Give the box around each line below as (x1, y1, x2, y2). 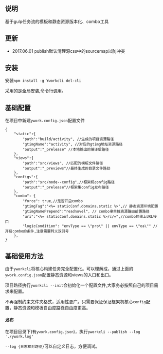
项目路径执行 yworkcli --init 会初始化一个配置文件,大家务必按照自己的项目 (5, 282, 154, 288)
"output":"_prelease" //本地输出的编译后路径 (22, 147, 109, 152)
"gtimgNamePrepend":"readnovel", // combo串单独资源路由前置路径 (22, 209, 150, 214)
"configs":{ (14, 175, 38, 180)
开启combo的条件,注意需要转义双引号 (5, 229, 69, 234)
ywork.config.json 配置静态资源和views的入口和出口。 (5, 272, 113, 278)
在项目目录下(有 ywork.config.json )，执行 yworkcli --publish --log (5, 329, 140, 334)
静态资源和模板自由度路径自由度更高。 (13, 305, 91, 311)
